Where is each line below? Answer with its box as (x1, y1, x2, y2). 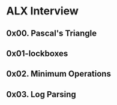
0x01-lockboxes (6, 48, 68, 58)
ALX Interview (6, 4, 79, 18)
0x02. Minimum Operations (6, 69, 111, 79)
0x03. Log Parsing (6, 89, 76, 100)
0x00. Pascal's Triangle (6, 28, 97, 38)
